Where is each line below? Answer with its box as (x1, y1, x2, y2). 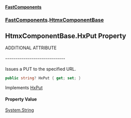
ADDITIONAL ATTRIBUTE (5, 45, 57, 51)
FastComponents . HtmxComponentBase (5, 16, 104, 23)
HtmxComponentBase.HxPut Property (5, 31, 127, 40)
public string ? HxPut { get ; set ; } (5, 76, 81, 81)
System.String (5, 107, 34, 113)
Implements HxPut (5, 85, 43, 91)
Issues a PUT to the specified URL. (5, 66, 76, 72)
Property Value (5, 96, 37, 102)
